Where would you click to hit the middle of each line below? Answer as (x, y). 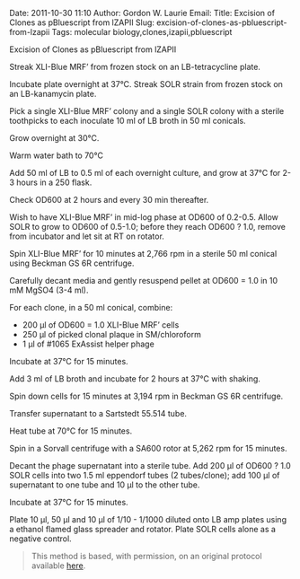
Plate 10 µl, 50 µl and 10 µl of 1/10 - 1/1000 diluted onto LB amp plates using (148, 519)
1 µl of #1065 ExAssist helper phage (88, 344)
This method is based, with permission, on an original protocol (146, 556)
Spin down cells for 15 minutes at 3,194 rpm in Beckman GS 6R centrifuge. (146, 396)
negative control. (40, 539)
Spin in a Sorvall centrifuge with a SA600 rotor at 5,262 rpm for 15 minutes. (148, 448)
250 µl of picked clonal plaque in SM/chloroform (112, 334)
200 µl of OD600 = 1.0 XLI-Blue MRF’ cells (101, 325)
